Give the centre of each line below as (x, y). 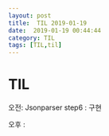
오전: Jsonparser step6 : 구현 (55, 107)
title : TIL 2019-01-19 (48, 23)
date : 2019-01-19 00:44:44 (55, 30)
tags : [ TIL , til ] (35, 45)
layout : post (30, 16)
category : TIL (32, 38)
